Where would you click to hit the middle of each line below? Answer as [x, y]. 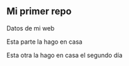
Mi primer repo [39, 11]
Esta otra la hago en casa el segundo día [64, 55]
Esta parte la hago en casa [44, 42]
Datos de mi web [31, 28]
